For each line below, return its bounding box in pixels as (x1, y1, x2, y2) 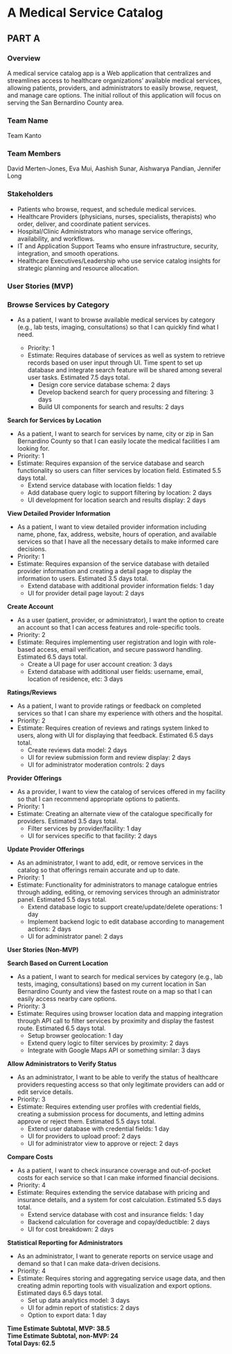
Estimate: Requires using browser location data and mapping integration (17, 1009, 223, 1017)
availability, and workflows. (17, 234, 95, 243)
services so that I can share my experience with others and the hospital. (17, 709, 223, 717)
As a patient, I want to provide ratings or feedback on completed (17, 702, 202, 710)
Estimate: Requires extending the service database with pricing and (17, 1188, 210, 1197)
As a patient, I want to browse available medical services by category (17, 315, 215, 324)
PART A (7, 33, 41, 44)
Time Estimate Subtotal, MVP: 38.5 (7, 1324, 111, 1333)
